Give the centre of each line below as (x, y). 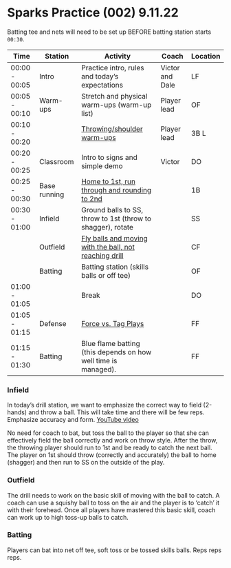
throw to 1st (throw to (117, 219)
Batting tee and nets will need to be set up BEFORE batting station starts (109, 32)
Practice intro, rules (113, 68)
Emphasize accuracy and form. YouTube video (73, 420)
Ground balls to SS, (112, 210)
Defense (53, 323)
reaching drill (102, 255)
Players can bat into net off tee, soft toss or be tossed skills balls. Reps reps (114, 550)
